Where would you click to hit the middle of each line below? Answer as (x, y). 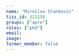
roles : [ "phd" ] (24, 28)
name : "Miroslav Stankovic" (40, 11)
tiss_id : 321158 (26, 17)
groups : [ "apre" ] (27, 22)
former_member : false (32, 44)
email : (14, 33)
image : (14, 38)
